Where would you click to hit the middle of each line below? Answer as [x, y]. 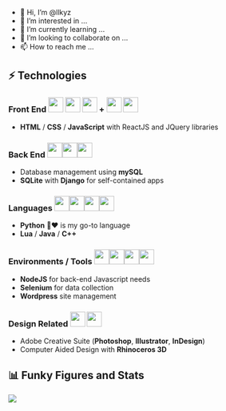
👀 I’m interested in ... [54, 21]
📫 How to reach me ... [57, 47]
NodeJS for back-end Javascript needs [85, 279]
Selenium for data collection [67, 287]
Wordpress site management [68, 296]
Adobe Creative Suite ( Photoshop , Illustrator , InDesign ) [112, 341]
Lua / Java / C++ [48, 234]
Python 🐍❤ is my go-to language [75, 225]
